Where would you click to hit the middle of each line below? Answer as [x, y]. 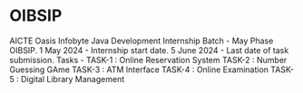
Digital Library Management [73, 79]
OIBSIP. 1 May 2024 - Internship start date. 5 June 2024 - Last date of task [149, 50]
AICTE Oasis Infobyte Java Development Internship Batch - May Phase [142, 41]
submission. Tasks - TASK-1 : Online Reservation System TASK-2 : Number [148, 60]
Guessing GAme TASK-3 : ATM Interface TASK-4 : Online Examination [139, 70]
